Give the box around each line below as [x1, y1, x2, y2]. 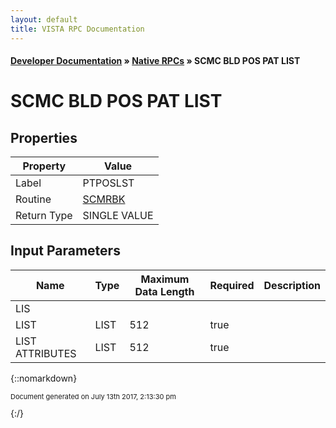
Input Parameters [10, 242, 121, 260]
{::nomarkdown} [10, 372, 78, 384]
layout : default [10, 14, 78, 25]
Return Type [15, 209, 73, 223]
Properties [10, 129, 78, 146]
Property [22, 159, 67, 173]
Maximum [140, 272, 190, 286]
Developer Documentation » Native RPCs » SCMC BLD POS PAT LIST [10, 55, 301, 67]
